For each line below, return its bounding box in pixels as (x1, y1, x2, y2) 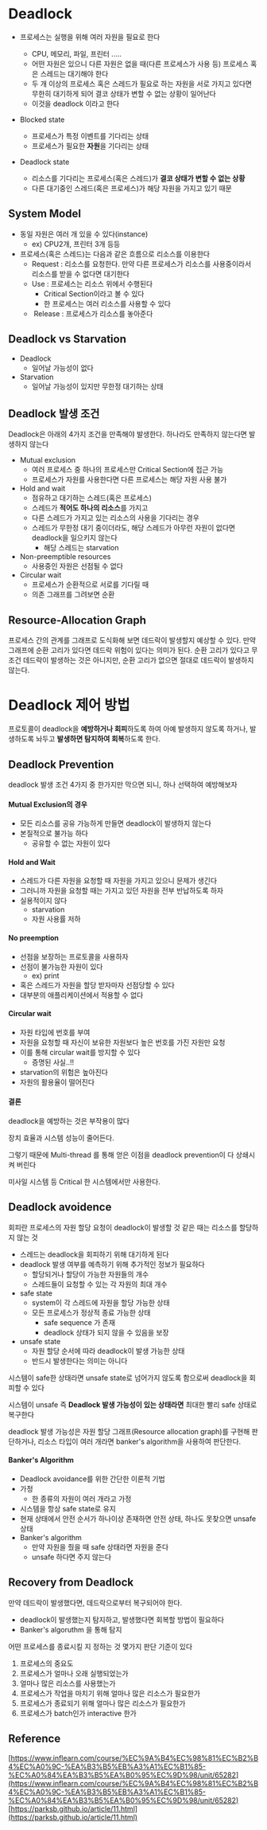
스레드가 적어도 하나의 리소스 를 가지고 (31, 503, 149, 513)
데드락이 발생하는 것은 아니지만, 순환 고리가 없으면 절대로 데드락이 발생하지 (22, 655, 254, 665)
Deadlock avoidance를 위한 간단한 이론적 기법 (19, 1474, 165, 1484)
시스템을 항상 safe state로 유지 (19, 1503, 117, 1513)
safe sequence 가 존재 (43, 1317, 116, 1327)
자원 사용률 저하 (31, 914, 81, 924)
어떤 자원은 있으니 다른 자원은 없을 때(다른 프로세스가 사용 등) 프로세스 (31, 59, 249, 68)
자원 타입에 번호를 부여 (19, 1027, 91, 1037)
